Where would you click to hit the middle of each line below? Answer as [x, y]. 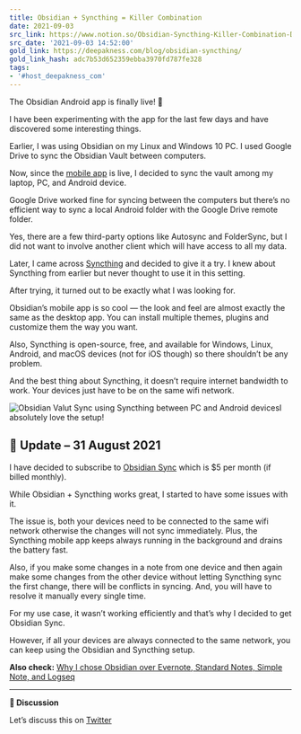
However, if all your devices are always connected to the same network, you [150, 640]
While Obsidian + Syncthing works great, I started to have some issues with [149, 494]
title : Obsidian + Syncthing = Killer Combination [106, 18]
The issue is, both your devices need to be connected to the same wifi [139, 521]
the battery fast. [39, 550]
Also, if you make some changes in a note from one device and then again [146, 567]
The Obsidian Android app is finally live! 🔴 [86, 102]
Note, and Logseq [43, 677]
